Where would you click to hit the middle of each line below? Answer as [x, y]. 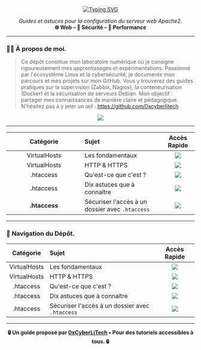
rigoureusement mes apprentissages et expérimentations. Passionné [105, 68]
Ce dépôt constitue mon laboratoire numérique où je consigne [98, 62]
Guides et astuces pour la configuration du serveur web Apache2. [100, 21]
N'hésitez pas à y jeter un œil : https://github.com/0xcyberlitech [100, 106]
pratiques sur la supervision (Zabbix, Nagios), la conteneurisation [101, 87]
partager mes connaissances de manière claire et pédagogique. [100, 100]
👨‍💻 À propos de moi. [36, 48]
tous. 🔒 [100, 341]
